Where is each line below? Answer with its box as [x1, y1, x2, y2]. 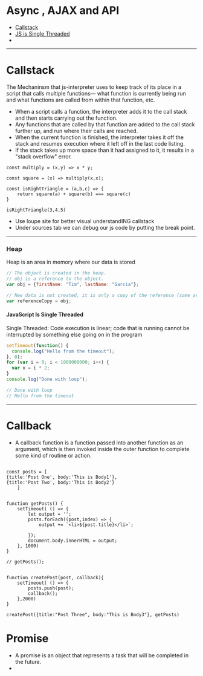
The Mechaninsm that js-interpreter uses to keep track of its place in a [6, 83, 182, 91]
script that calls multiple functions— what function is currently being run [6, 89, 186, 97]
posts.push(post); [28, 585, 74, 591]
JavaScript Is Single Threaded [6, 311, 83, 318]
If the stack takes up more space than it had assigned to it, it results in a [14, 146, 195, 154]
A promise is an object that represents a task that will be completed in [14, 651, 189, 659]
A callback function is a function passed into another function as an [14, 439, 184, 446]
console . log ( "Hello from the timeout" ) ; [11, 348, 115, 354]
